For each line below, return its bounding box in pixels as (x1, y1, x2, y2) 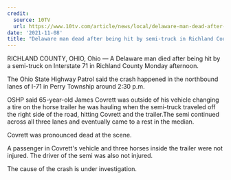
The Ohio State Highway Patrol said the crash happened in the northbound (7, 75, 219, 83)
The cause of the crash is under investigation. (7, 165, 137, 173)
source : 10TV (13, 16, 51, 23)
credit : (7, 10, 30, 17)
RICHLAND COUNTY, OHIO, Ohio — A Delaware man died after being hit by (7, 54, 221, 63)
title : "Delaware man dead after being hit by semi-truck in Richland (7, 36, 214, 43)
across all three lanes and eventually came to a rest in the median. (7, 117, 195, 126)
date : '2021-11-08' (7, 29, 63, 36)
